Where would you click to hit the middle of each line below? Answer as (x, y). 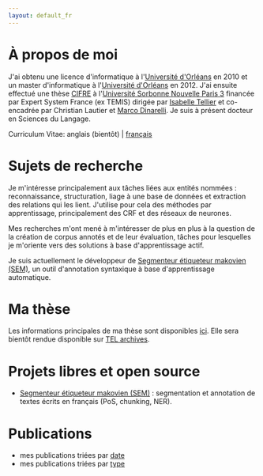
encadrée (24, 110)
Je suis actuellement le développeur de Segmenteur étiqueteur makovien (127, 260)
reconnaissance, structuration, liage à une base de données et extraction (127, 196)
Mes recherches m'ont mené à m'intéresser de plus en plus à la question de (131, 228)
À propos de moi (63, 54)
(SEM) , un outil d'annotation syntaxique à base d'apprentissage (111, 269)
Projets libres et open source (104, 371)
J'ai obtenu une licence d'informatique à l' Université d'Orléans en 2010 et (128, 77)
